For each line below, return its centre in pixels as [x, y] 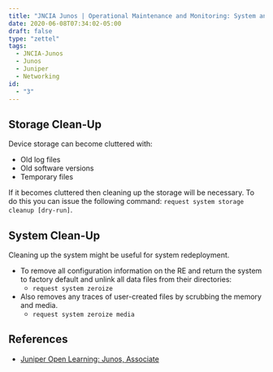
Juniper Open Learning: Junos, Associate [90, 359]
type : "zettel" [34, 39]
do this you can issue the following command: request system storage [126, 201]
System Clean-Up [54, 235]
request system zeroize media [84, 314]
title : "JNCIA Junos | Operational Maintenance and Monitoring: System [132, 16]
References [38, 339]
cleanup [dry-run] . [41, 210]
